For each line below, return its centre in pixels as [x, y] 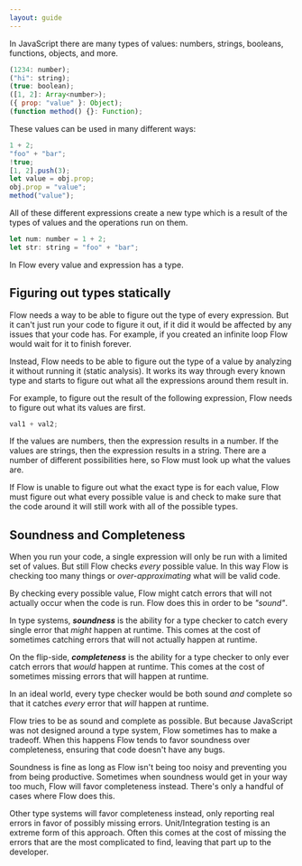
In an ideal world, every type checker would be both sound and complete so [151, 694]
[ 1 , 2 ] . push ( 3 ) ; [40, 171]
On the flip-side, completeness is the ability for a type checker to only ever [149, 657]
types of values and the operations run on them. [99, 223]
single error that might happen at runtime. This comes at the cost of [135, 630]
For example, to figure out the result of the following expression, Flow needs [151, 397]
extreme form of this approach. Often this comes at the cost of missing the [148, 833]
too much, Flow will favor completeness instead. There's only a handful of [146, 787]
